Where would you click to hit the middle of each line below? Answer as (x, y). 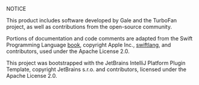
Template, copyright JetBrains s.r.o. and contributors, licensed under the (96, 69)
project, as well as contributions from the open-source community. (89, 27)
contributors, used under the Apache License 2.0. (68, 51)
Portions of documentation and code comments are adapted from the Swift (99, 38)
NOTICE (16, 9)
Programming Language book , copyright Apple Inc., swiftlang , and (89, 45)
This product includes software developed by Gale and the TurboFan (92, 20)
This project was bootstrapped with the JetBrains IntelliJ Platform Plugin (96, 63)
